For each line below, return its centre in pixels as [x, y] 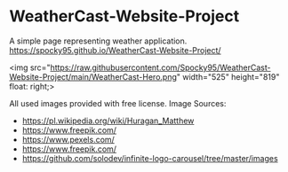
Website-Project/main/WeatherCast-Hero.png [93, 76]
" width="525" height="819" [228, 76]
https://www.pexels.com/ [68, 139]
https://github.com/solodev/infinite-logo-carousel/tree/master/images [150, 158]
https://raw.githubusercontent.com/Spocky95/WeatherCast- [160, 67]
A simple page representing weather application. [98, 41]
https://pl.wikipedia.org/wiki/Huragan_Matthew [108, 121]
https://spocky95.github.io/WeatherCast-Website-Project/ [115, 50]
